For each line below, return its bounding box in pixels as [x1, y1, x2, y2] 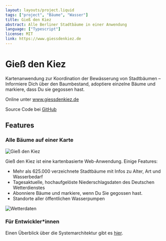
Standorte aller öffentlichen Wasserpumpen [12, 195, 105, 201]
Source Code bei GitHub [5, 106, 57, 112]
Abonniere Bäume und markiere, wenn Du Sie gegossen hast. [12, 190, 143, 196]
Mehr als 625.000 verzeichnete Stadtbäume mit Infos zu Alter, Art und [12, 168, 161, 174]
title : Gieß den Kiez [5, 17, 52, 22]
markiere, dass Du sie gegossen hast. [5, 86, 85, 92]
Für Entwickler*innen [5, 218, 60, 225]
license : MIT [5, 31, 33, 36]
